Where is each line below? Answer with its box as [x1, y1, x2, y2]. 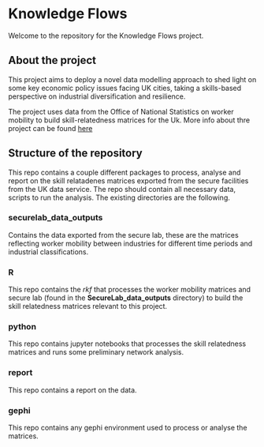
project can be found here [8, 123, 93, 133]
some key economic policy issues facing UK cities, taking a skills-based [8, 83, 242, 92]
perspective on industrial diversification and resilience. [8, 92, 186, 101]
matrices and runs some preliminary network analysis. [8, 347, 184, 357]
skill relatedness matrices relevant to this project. [8, 302, 168, 311]
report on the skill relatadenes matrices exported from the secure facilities [8, 175, 249, 186]
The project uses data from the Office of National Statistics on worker [8, 107, 234, 116]
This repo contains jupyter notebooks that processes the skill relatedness [8, 339, 247, 348]
